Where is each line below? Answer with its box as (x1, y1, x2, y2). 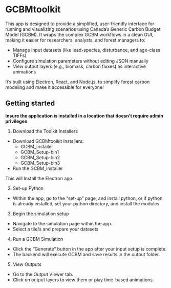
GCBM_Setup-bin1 (20, 149, 59, 155)
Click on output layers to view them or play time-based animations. (12, 276, 154, 283)
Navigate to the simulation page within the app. (12, 220, 113, 226)
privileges (5, 118, 27, 124)
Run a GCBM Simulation (12, 236, 63, 242)
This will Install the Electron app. (5, 175, 74, 181)
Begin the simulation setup (12, 210, 69, 217)
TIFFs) (12, 52, 27, 59)
